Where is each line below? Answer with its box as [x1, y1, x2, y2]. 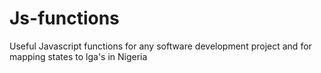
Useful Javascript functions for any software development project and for [9, 40, 312, 52]
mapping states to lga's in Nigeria [9, 50, 148, 62]
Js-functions [9, 7, 120, 30]
